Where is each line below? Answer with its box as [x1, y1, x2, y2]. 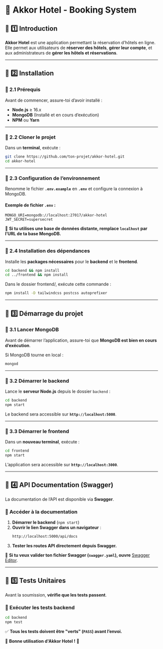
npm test [5, 619, 23, 624]
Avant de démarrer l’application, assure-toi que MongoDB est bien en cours [5, 337, 157, 343]
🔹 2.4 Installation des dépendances [5, 247, 90, 254]
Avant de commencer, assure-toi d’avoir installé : [5, 97, 103, 103]
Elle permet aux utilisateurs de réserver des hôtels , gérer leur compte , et [5, 45, 152, 51]
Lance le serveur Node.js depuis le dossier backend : [5, 388, 111, 394]
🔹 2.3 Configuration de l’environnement [5, 175, 100, 181]
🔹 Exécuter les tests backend [5, 604, 75, 611]
